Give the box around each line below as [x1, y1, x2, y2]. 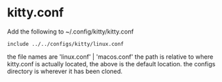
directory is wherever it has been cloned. [7, 67, 123, 75]
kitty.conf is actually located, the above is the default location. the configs [7, 59, 216, 68]
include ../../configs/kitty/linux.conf [7, 40, 125, 47]
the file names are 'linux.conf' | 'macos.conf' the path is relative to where [7, 53, 214, 61]
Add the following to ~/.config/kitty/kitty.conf [7, 27, 134, 36]
